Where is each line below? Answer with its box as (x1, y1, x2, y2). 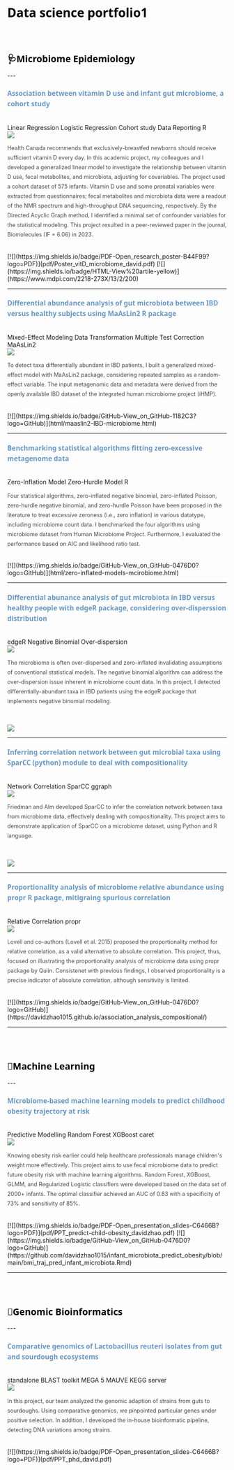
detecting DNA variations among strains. (7, 1426, 112, 1434)
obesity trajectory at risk (7, 1107, 91, 1117)
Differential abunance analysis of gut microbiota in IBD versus (7, 592, 215, 603)
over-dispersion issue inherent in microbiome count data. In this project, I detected (7, 678, 221, 686)
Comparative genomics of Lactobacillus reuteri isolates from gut (7, 1341, 223, 1351)
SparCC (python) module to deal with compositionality (7, 758, 188, 768)
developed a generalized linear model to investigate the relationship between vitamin (7, 164, 226, 171)
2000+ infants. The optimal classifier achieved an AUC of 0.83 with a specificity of (7, 1190, 221, 1198)
